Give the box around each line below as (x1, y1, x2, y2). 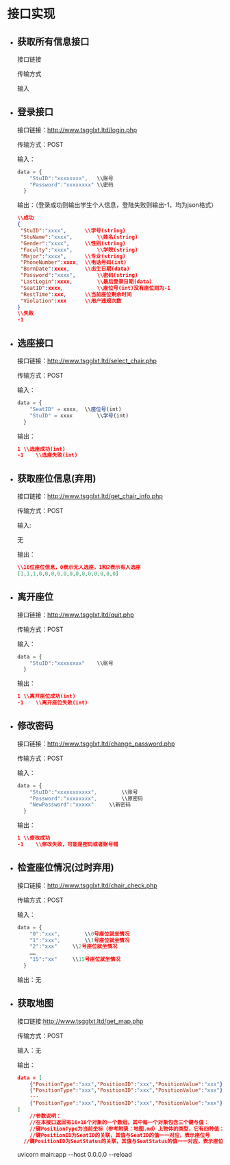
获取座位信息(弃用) (16, 472, 97, 484)
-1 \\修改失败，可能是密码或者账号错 (16, 841, 118, 848)
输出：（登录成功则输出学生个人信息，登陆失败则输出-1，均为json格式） (16, 201, 218, 209)
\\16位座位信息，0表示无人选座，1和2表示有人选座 (16, 564, 141, 571)
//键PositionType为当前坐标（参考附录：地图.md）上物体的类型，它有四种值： (29, 1125, 225, 1132)
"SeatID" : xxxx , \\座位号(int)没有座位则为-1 (20, 284, 171, 291)
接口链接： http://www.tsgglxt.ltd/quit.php (16, 611, 135, 619)
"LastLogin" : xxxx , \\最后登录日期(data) (20, 278, 153, 285)
